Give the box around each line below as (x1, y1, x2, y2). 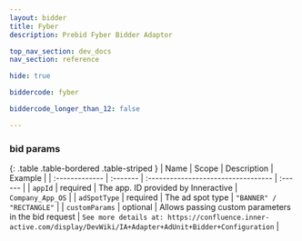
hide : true (9, 72, 51, 81)
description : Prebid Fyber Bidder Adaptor (9, 30, 173, 39)
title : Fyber (9, 22, 59, 31)
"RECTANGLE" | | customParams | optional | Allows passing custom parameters (9, 202, 291, 213)
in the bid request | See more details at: (9, 211, 164, 223)
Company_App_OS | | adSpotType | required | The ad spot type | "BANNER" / (9, 192, 277, 203)
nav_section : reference (9, 55, 100, 65)
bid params (9, 142, 61, 155)
